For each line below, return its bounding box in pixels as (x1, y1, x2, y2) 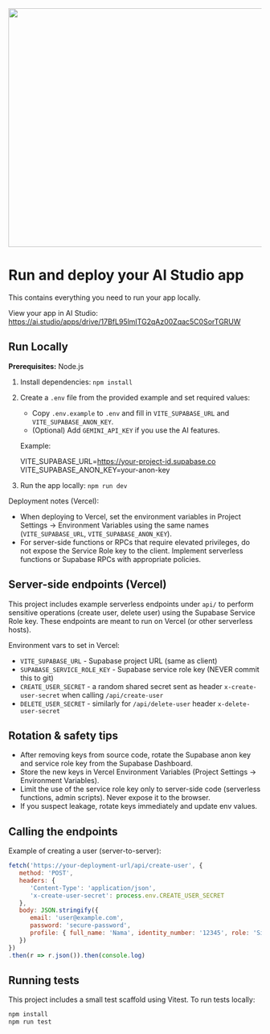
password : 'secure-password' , (29, 921, 131, 929)
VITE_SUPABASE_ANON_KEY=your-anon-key (19, 465, 170, 474)
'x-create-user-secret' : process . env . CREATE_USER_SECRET (29, 892, 225, 900)
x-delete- (217, 700, 251, 708)
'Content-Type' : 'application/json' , (29, 884, 157, 892)
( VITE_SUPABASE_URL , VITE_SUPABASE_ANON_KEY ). (19, 528, 173, 538)
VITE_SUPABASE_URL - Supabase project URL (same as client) (19, 655, 218, 666)
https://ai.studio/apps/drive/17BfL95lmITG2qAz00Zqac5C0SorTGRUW (8, 317, 241, 326)
